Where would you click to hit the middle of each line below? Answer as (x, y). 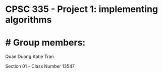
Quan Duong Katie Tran (30, 56)
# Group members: (45, 43)
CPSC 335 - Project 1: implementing (82, 9)
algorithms (29, 20)
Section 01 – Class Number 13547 (40, 66)
